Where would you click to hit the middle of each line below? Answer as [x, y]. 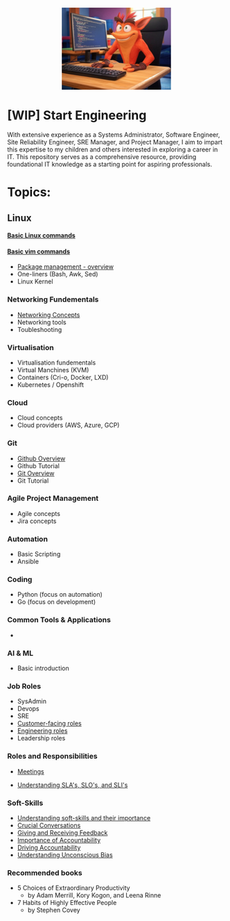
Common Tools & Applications [59, 620]
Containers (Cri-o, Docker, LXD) [63, 377]
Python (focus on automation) [60, 595]
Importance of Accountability [59, 840]
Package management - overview [65, 267]
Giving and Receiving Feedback [62, 832]
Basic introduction [43, 668]
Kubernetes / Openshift [51, 384]
